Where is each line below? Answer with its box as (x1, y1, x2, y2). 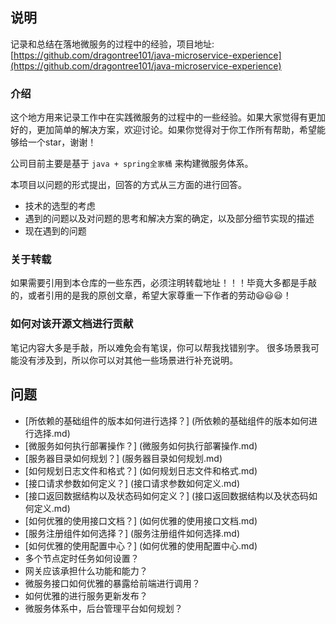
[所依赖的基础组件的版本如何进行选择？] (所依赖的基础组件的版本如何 (24, 414, 310, 427)
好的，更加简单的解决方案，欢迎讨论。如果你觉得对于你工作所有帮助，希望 (10, 124, 317, 136)
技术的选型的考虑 (24, 200, 96, 212)
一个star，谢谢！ (27, 136, 97, 148)
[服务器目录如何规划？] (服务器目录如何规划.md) (24, 452, 223, 464)
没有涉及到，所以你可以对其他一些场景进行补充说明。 (18, 354, 238, 366)
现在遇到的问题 (24, 225, 87, 237)
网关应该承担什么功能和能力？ (24, 564, 148, 577)
